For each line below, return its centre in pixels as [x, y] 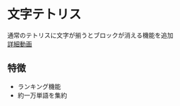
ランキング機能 [39, 86]
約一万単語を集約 [42, 95]
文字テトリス [45, 14]
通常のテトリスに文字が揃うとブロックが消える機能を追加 [90, 35]
